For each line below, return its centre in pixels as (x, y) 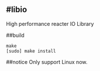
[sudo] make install (31, 51)
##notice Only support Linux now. (47, 62)
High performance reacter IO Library (50, 23)
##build (15, 35)
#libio (17, 10)
